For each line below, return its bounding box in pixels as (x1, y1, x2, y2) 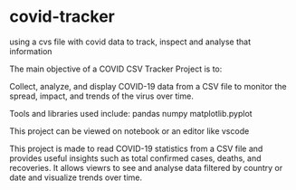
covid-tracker (9, 6, 115, 27)
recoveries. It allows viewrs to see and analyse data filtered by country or (9, 162, 283, 173)
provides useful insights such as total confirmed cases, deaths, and (9, 152, 262, 164)
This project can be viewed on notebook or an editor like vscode (9, 125, 250, 137)
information (9, 45, 53, 56)
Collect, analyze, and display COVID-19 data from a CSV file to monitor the (9, 81, 287, 91)
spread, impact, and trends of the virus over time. (9, 90, 195, 101)
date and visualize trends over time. (9, 172, 143, 183)
